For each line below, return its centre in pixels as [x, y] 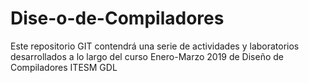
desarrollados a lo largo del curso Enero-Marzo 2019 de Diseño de [147, 56]
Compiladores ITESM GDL [64, 67]
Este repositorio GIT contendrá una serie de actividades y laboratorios [155, 46]
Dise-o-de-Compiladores [117, 18]
